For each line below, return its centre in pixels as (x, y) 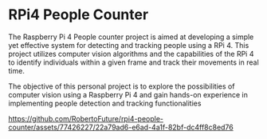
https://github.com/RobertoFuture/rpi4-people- (86, 118)
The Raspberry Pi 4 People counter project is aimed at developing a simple (131, 37)
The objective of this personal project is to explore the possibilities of (122, 86)
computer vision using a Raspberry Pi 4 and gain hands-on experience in (128, 94)
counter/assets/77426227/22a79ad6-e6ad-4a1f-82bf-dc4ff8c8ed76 (121, 127)
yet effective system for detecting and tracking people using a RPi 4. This (129, 45)
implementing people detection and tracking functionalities (105, 103)
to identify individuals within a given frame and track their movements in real (133, 62)
